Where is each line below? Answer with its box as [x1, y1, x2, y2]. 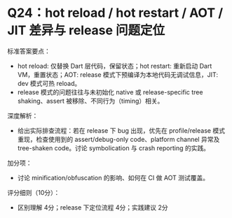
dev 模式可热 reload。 [17, 79, 81, 87]
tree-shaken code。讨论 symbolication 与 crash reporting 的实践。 [17, 143, 210, 152]
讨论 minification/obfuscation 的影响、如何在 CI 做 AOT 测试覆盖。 [17, 173, 209, 182]
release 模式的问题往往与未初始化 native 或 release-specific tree [17, 87, 203, 96]
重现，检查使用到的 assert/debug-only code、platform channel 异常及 [17, 135, 220, 143]
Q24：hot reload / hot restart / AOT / [7, 5, 223, 21]
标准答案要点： [7, 47, 50, 55]
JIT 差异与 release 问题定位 [7, 22, 165, 38]
